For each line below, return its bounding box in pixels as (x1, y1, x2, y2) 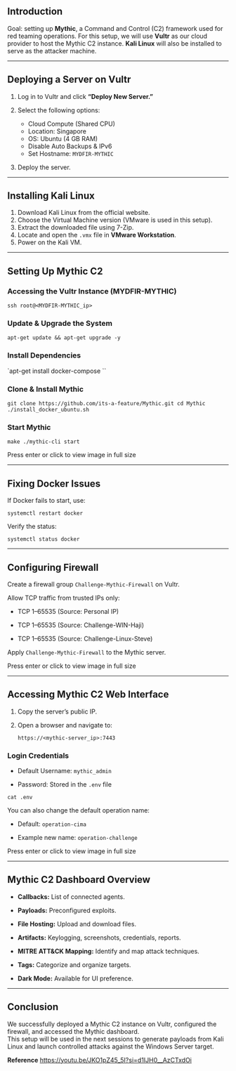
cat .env (7, 794, 33, 801)
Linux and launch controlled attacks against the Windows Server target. (7, 1042, 214, 1051)
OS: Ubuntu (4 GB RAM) (27, 134, 98, 143)
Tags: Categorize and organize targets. (17, 960, 131, 968)
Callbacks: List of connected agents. (17, 892, 125, 901)
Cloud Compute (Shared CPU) (27, 119, 116, 128)
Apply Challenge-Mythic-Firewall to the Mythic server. (7, 648, 166, 656)
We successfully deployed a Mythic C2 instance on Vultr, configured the (7, 1020, 217, 1028)
